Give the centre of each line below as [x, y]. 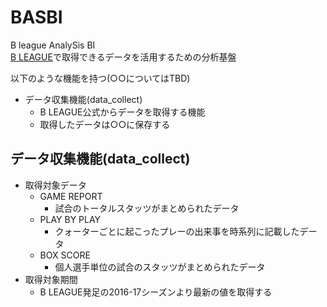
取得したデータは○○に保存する [105, 124]
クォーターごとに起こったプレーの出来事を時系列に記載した [177, 231]
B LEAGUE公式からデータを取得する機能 [122, 112]
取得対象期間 [51, 279]
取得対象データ [55, 185]
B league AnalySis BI [53, 45]
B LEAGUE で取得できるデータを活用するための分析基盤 [123, 57]
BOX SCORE [65, 255]
